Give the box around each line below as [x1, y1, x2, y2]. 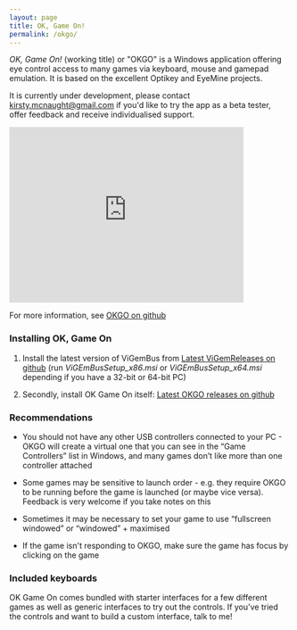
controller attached [21, 460, 93, 470]
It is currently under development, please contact [9, 90, 190, 101]
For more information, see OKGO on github [9, 310, 167, 321]
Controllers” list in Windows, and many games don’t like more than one [21, 450, 283, 460]
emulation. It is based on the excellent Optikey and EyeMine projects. [9, 73, 263, 84]
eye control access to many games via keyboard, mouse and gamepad [9, 63, 269, 74]
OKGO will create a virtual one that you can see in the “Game [21, 441, 246, 452]
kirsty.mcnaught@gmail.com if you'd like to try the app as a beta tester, [9, 100, 271, 111]
